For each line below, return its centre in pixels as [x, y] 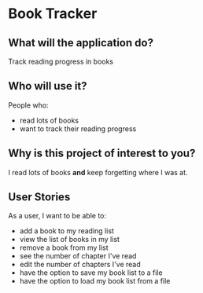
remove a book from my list [64, 247]
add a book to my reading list [66, 231]
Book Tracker [53, 14]
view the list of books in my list [70, 240]
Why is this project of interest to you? [102, 154]
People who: [28, 105]
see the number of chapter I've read [78, 256]
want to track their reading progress [78, 128]
